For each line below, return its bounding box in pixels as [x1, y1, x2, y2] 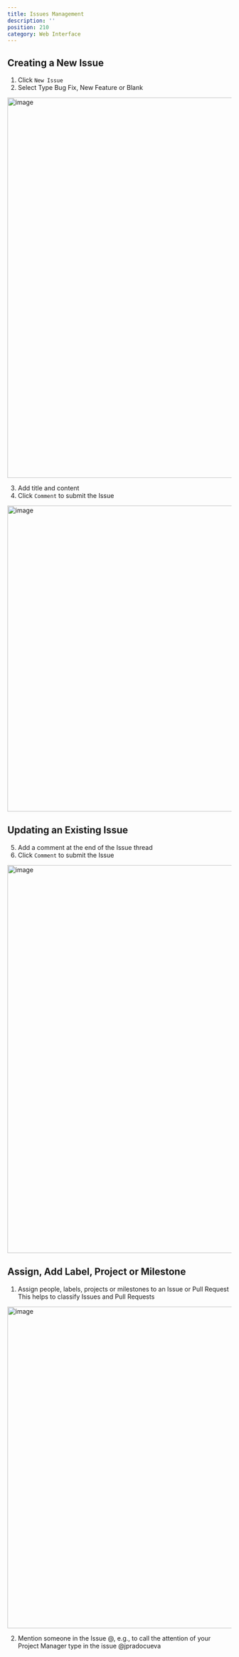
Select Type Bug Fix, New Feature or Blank [17, 83, 144, 92]
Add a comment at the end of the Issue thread [17, 843, 153, 851]
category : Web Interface [7, 30, 81, 38]
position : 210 [7, 24, 50, 31]
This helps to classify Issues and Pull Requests [17, 1292, 155, 1301]
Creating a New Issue [7, 56, 105, 69]
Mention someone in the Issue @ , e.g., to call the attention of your [17, 1633, 211, 1642]
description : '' [7, 17, 55, 24]
